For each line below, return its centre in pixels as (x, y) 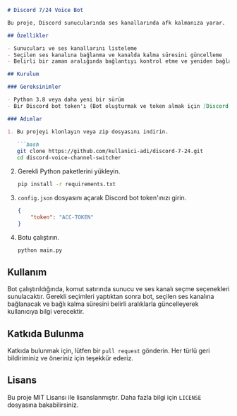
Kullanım (27, 272)
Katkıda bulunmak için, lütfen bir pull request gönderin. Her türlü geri (109, 350)
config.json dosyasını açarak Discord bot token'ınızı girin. (102, 197)
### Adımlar (25, 119)
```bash (28, 145)
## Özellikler (28, 35)
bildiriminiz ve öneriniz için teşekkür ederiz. (71, 358)
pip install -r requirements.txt (67, 184)
